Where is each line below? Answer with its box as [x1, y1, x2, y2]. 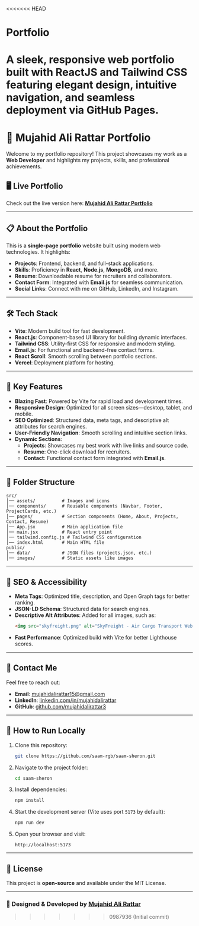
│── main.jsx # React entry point [6, 529, 113, 536]
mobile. [14, 410, 34, 417]
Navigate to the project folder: [14, 764, 88, 771]
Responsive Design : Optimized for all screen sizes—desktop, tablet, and [14, 404, 192, 411]
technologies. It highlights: [6, 248, 71, 255]
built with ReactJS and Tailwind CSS [6, 65, 188, 79]
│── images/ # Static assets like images [6, 555, 134, 561]
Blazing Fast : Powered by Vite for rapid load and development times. [14, 398, 184, 405]
